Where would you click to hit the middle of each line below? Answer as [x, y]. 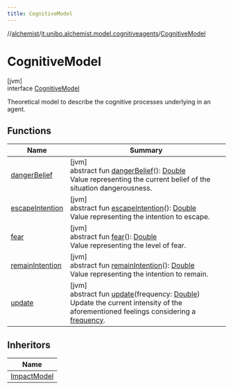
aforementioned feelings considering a [133, 311]
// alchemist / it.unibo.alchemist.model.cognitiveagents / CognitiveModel [106, 33]
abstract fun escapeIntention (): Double [133, 208]
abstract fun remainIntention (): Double [132, 266]
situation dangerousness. [111, 188]
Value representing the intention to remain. [139, 274]
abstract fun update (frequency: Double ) [135, 294]
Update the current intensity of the [126, 303]
